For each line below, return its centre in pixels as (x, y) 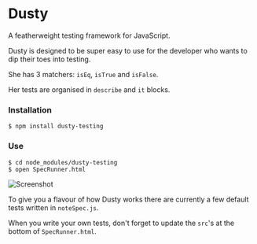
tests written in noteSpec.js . (53, 207)
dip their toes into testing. (50, 59)
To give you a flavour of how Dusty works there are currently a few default (128, 199)
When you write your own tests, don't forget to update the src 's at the (121, 223)
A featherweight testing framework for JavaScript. (89, 35)
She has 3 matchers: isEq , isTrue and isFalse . (83, 74)
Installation (30, 109)
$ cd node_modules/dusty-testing (63, 162)
